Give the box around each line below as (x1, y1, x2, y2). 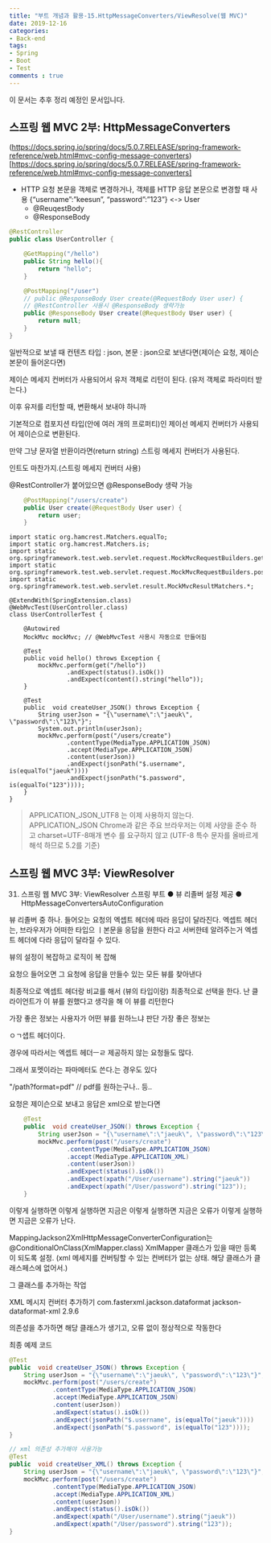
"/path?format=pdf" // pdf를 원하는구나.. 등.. (9, 1082, 153, 1091)
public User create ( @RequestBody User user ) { (23, 504, 183, 512)
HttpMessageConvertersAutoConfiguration (20, 898, 164, 908)
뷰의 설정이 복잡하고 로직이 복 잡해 (9, 952, 117, 962)
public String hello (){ (23, 258, 104, 266)
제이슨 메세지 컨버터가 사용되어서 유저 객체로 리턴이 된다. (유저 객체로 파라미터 (9, 374, 254, 384)
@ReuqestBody (32, 204, 85, 213)
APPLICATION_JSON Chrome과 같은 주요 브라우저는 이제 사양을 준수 (28, 820, 248, 830)
